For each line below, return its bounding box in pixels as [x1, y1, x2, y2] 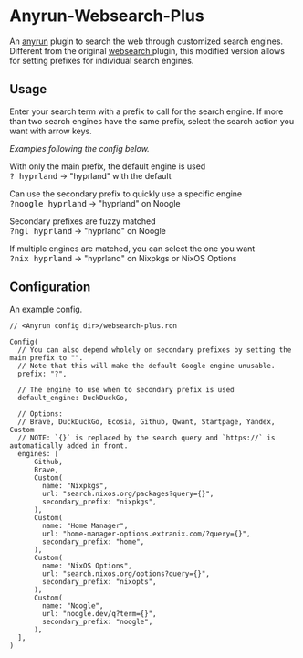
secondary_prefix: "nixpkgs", [42, 497, 157, 506]
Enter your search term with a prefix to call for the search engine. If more [9, 106, 284, 117]
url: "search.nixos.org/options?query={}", [42, 568, 210, 578]
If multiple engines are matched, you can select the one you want [9, 243, 256, 254]
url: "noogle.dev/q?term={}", [42, 609, 157, 618]
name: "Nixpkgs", [42, 481, 108, 490]
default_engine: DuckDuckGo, [17, 393, 129, 402]
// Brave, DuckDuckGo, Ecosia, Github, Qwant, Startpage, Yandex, [17, 417, 276, 426]
